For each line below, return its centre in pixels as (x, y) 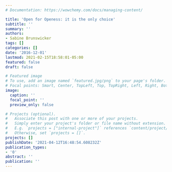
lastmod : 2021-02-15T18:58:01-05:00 (44, 57)
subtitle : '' (19, 24)
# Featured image (24, 76)
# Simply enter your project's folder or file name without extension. (86, 123)
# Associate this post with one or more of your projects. (72, 119)
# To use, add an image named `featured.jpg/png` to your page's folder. (86, 81)
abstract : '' (19, 157)
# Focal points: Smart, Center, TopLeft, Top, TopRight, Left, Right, (82, 86)
